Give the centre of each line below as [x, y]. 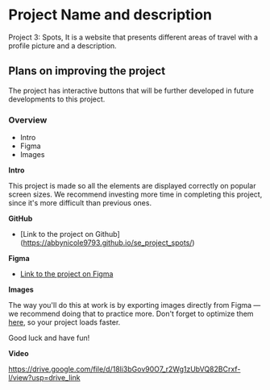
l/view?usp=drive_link [44, 378]
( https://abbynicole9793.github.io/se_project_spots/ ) [107, 243]
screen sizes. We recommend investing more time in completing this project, [135, 194]
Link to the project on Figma [66, 274]
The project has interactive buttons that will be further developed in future [131, 90]
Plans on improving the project [87, 71]
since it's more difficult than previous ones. [80, 203]
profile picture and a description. [62, 45]
